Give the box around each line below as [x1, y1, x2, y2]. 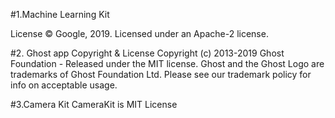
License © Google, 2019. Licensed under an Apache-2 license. [10, 28, 269, 39]
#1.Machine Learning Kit [10, 9, 110, 20]
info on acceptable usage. [10, 79, 118, 91]
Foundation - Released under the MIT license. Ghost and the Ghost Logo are [10, 58, 325, 69]
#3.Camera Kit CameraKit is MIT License [10, 99, 178, 110]
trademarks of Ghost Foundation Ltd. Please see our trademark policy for [10, 69, 312, 80]
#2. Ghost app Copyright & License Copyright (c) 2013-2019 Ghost [10, 47, 285, 59]
